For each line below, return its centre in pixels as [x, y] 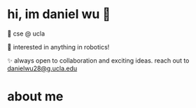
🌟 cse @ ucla [26, 33]
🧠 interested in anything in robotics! [58, 47]
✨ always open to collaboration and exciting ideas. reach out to [98, 60]
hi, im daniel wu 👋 [59, 14]
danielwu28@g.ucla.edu [42, 68]
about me [35, 97]
